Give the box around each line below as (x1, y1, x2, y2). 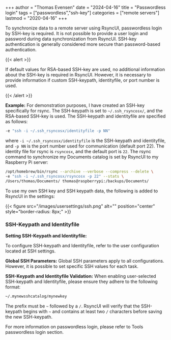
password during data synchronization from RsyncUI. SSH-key (5, 36, 137, 42)
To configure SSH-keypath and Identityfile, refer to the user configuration (5, 242, 159, 248)
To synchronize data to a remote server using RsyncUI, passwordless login (5, 25, 162, 31)
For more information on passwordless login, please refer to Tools (5, 323, 144, 330)
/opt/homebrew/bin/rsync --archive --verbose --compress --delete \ (5, 169, 154, 174)
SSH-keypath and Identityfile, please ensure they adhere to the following (5, 278, 158, 285)
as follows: (5, 119, 28, 124)
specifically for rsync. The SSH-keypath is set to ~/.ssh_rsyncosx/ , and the (5, 108, 163, 114)
